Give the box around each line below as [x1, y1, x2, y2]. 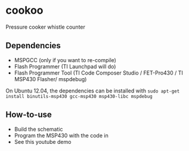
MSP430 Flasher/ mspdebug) [14, 75, 87, 82]
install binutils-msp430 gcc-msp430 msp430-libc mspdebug [5, 93, 153, 99]
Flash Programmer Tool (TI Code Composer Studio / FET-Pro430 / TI [14, 69, 183, 76]
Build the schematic [14, 125, 63, 132]
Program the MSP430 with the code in [14, 132, 109, 139]
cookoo [5, 4, 44, 17]
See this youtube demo [14, 138, 72, 145]
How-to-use [5, 110, 52, 120]
